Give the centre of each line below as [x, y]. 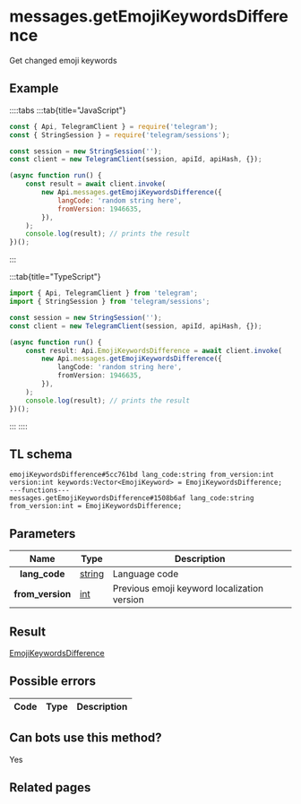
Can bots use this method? [86, 738]
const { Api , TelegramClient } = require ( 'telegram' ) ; [114, 126]
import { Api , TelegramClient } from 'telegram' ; [104, 293]
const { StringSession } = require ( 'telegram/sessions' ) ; [120, 135]
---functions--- [39, 490]
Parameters [43, 534]
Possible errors [53, 682]
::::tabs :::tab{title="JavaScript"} [68, 110]
